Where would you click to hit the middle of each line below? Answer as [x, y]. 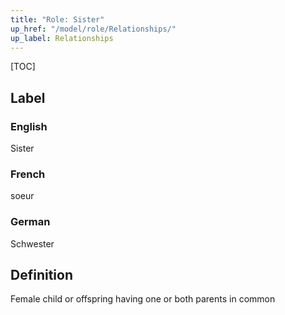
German [30, 222]
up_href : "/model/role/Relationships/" [93, 29]
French [28, 174]
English [29, 126]
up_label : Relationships [62, 38]
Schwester [32, 243]
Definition [41, 275]
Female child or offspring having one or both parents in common [143, 299]
